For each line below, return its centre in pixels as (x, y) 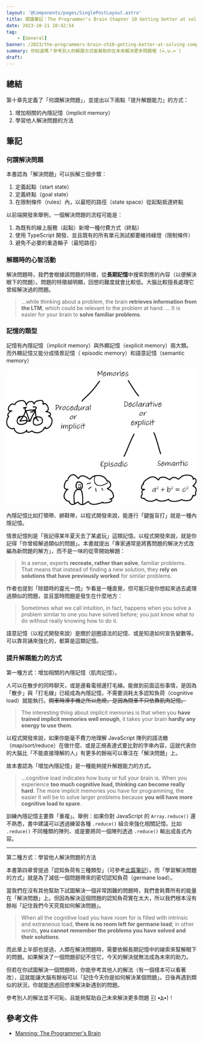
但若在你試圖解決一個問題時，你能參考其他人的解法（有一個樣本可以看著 (96, 969)
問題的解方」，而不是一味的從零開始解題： (74, 551)
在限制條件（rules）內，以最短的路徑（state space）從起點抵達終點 (99, 202)
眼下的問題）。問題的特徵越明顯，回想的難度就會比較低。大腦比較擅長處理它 (100, 282)
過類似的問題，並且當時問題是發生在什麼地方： (64, 596)
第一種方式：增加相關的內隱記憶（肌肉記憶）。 (63, 672)
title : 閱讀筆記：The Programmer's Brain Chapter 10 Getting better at (96, 19)
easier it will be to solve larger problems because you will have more (107, 797)
